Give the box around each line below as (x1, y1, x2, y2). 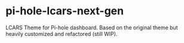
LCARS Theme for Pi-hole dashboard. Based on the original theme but (5, 24, 178, 31)
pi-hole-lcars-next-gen (5, 4, 124, 18)
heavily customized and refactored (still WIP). (5, 30, 118, 37)
